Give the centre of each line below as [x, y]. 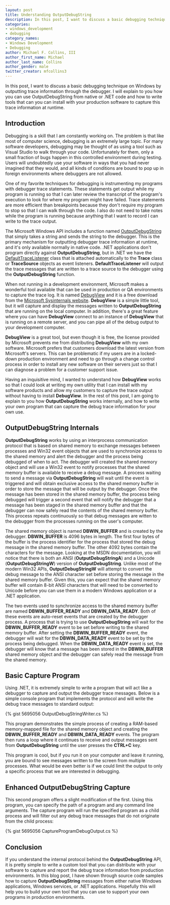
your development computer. [35, 327]
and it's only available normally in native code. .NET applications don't [78, 247]
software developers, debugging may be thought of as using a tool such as [83, 146]
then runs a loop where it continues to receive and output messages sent [81, 740]
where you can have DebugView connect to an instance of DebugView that [84, 316]
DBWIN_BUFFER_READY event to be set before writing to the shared [77, 627]
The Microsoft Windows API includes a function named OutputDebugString [83, 231]
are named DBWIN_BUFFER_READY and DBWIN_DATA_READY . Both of [80, 611]
